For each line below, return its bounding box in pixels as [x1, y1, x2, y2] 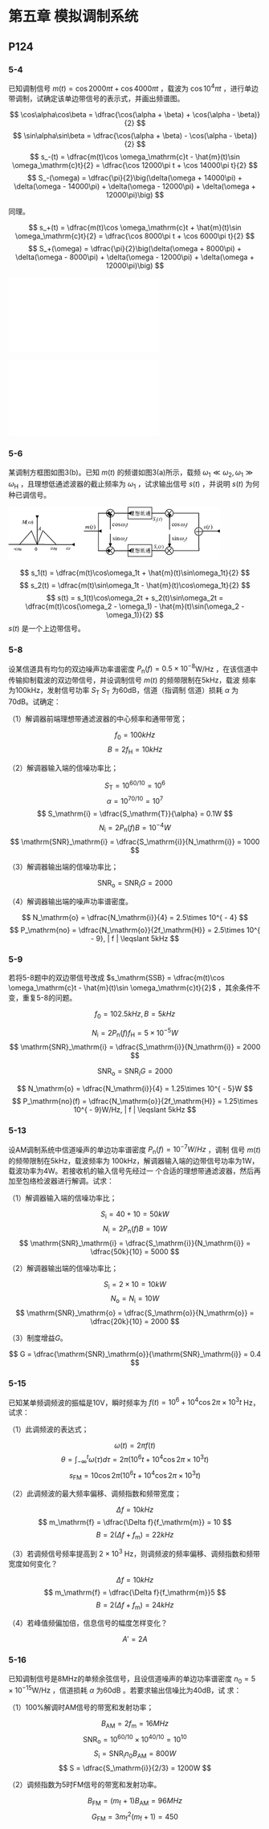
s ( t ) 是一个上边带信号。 [8, 624, 86, 633]
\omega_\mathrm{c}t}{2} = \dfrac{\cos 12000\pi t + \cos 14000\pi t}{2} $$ [11, 160, 259, 169]
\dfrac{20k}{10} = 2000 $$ [90, 1317, 180, 1326]
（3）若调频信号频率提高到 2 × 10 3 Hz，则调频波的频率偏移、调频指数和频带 [8, 1547, 261, 1558]
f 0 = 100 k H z [114, 730, 156, 741]
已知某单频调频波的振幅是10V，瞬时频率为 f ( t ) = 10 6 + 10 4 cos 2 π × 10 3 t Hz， [8, 1396, 260, 1407]
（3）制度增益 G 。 [8, 1334, 68, 1343]
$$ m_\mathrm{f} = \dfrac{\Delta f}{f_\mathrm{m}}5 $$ [43, 1587, 226, 1597]
